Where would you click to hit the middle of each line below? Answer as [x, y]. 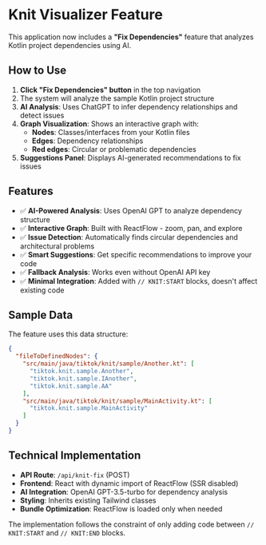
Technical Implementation [75, 456]
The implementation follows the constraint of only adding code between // [131, 524]
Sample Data [41, 314]
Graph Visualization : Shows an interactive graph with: [109, 123]
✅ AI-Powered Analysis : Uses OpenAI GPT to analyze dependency [131, 210]
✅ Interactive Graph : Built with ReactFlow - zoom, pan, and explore [131, 228]
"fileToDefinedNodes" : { [57, 356]
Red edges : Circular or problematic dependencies [114, 149]
